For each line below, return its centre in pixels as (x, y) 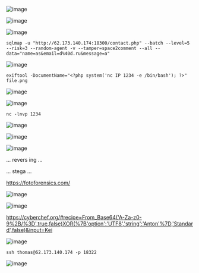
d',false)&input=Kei (29, 230)
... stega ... (19, 171)
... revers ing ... (24, 160)
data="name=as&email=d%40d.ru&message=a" (58, 54)
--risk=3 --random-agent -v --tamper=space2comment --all (79, 48)
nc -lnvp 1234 (24, 114)
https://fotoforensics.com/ (38, 183)
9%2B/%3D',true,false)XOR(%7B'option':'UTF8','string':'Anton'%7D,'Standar (99, 224)
